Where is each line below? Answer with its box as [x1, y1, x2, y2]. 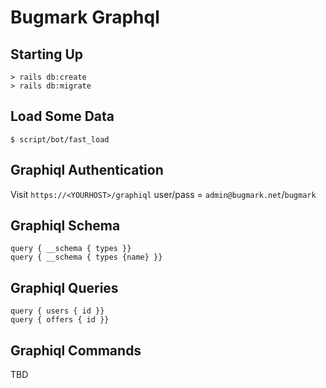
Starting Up [10, 46, 84, 63]
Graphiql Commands [10, 342, 142, 359]
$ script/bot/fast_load [10, 134, 110, 145]
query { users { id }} [10, 306, 105, 316]
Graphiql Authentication [10, 162, 164, 179]
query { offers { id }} [10, 315, 110, 325]
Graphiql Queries [10, 279, 119, 296]
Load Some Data [10, 108, 115, 125]
